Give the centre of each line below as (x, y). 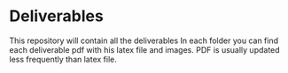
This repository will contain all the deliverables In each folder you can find (144, 40)
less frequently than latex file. (63, 59)
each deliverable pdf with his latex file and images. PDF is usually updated (145, 49)
